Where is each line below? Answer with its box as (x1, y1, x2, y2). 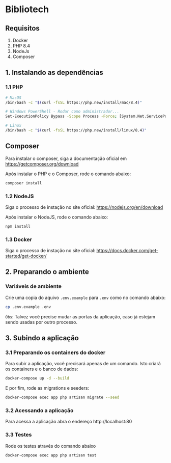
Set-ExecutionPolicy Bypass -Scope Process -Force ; (5, 114, 117, 119)
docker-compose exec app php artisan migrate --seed (5, 395, 120, 400)
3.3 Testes (5, 431, 32, 439)
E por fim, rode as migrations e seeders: (5, 385, 90, 391)
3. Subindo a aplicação (5, 334, 79, 342)
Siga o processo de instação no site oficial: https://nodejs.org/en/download (5, 204, 163, 210)
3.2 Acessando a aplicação (5, 407, 74, 414)
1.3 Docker (5, 236, 32, 243)
